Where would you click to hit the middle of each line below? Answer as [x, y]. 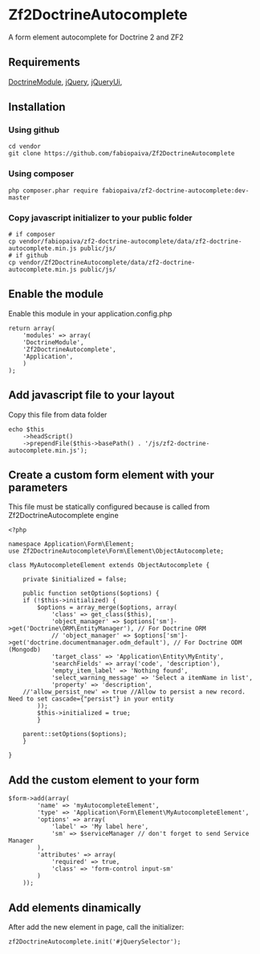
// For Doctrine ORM [172, 629]
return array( [32, 328]
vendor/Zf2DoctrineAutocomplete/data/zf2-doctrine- [107, 263]
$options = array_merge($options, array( [108, 608]
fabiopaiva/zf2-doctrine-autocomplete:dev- [175, 191]
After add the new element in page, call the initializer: [96, 927]
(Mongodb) [25, 650]
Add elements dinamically [75, 908]
